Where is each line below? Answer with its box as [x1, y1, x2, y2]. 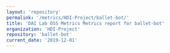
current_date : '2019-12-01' [6, 37, 78, 43]
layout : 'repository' [6, 9, 62, 15]
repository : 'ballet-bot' [6, 32, 72, 38]
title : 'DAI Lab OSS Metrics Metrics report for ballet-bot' [6, 20, 165, 26]
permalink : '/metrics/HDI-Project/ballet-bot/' [6, 15, 130, 21]
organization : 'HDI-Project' [6, 26, 80, 32]
